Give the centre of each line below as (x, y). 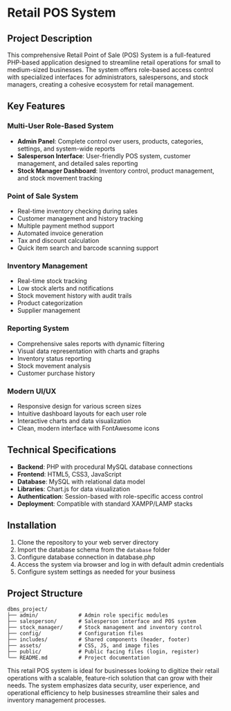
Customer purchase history (56, 373)
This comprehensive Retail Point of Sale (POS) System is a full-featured (109, 55)
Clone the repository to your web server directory (88, 542)
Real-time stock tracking (52, 281)
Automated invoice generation (60, 233)
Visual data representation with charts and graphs (89, 351)
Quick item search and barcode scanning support (88, 248)
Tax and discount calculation (58, 240)
